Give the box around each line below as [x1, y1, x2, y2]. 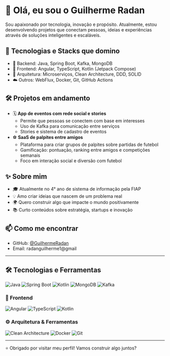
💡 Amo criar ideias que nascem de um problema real [12, 193, 122, 199]
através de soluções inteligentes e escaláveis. [5, 32, 101, 38]
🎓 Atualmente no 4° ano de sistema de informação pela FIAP [12, 186, 141, 192]
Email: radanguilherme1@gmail [12, 245, 77, 252]
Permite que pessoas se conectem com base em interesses [20, 118, 145, 124]
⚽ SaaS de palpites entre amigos [12, 134, 83, 140]
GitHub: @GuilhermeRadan [12, 240, 69, 246]
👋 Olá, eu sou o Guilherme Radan [5, 5, 145, 16]
